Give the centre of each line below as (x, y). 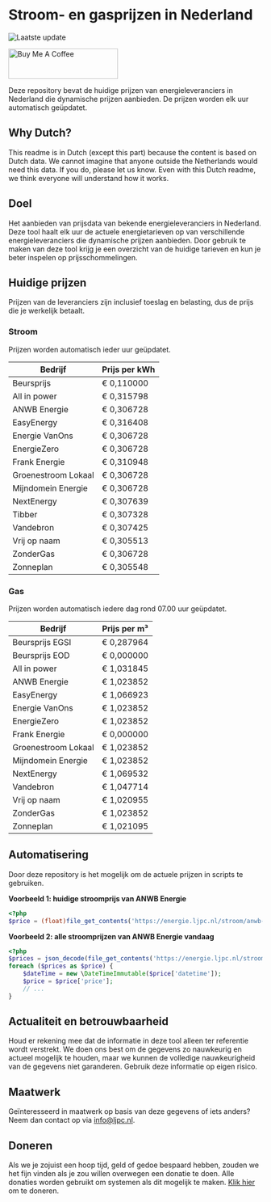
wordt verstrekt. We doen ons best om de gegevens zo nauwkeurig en (125, 1049)
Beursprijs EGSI (42, 642)
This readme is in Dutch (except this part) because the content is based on (132, 152)
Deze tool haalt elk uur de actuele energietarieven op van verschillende (127, 231)
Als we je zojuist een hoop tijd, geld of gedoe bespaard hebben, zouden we (134, 1165)
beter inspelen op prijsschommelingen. (73, 257)
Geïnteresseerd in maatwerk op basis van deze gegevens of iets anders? (129, 1111)
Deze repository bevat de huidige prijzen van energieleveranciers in (121, 90)
